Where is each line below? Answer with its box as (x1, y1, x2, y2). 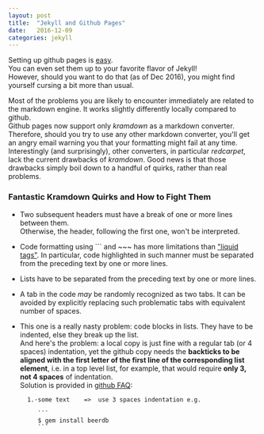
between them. (19, 218, 70, 227)
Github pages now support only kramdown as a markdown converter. (8, 121, 235, 131)
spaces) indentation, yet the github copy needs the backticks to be (19, 346, 240, 356)
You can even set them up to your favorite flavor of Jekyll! (8, 64, 197, 74)
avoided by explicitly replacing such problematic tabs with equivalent (19, 298, 246, 307)
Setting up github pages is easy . (8, 55, 113, 65)
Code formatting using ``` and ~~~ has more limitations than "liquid (19, 242, 239, 251)
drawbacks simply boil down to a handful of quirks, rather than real (8, 163, 228, 173)
